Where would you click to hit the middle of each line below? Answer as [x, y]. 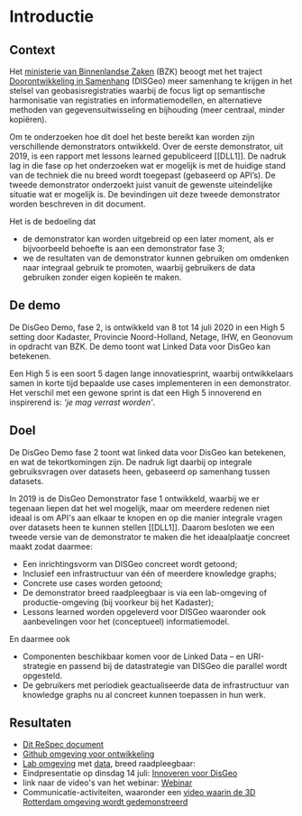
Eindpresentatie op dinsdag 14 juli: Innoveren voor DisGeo [130, 774]
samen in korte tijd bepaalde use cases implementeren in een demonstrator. [150, 383]
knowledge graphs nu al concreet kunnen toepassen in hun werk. [144, 694]
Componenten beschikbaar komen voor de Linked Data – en [134, 656]
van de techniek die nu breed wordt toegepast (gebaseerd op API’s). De [143, 175]
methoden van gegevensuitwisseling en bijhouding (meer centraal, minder [147, 110]
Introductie [52, 17]
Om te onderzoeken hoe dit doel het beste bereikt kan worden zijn [132, 137]
